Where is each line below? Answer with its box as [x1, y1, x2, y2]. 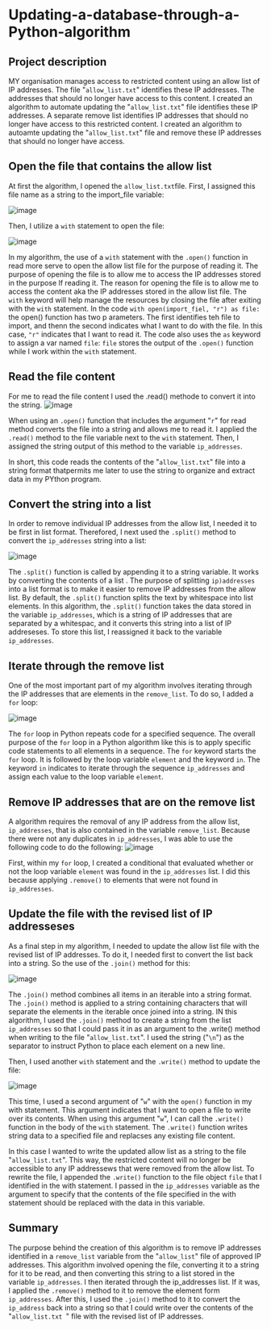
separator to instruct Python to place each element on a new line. [8, 1041, 226, 1051]
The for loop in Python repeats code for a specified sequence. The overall [8, 729, 256, 739]
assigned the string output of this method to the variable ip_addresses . [8, 441, 244, 451]
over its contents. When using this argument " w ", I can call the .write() [8, 1114, 244, 1123]
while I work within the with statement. [8, 346, 137, 356]
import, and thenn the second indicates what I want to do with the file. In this [8, 320, 263, 330]
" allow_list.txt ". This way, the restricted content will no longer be [8, 1155, 231, 1164]
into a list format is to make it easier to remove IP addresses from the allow [8, 584, 256, 594]
